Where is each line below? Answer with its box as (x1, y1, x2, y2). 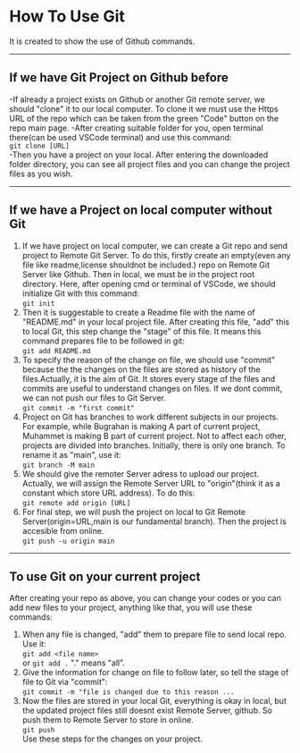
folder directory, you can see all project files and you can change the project (9, 158, 290, 169)
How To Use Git (9, 6, 125, 27)
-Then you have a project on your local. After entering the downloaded (9, 149, 269, 160)
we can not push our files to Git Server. (21, 392, 167, 403)
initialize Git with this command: (21, 288, 140, 299)
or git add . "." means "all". (21, 657, 126, 668)
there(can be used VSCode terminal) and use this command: (9, 131, 232, 142)
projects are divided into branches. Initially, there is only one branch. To (21, 440, 286, 451)
